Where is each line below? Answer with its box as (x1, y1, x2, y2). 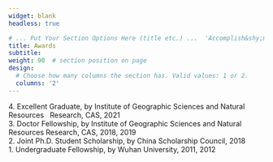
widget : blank (8, 11, 57, 20)
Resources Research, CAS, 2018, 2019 (8, 127, 136, 137)
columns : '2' (15, 79, 60, 87)
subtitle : (8, 49, 42, 58)
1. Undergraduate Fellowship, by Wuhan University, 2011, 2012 (8, 144, 216, 154)
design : (8, 64, 35, 73)
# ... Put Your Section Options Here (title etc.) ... (8, 34, 198, 42)
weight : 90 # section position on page (8, 57, 148, 65)
